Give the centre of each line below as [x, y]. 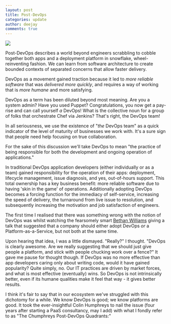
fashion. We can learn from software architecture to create [91, 64]
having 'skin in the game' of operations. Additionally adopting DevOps [79, 189]
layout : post [19, 10]
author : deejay [21, 24]
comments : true [21, 29]
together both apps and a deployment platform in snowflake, [69, 59]
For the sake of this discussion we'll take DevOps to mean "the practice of [83, 147]
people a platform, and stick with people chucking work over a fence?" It [82, 252]
